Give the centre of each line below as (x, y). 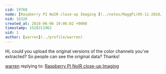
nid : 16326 (16, 19)
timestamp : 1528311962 (28, 28)
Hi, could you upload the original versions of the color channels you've (77, 51)
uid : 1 (12, 33)
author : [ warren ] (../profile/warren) (44, 37)
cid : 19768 (16, 10)
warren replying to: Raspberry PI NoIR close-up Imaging (62, 66)
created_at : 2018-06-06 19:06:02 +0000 (46, 23)
